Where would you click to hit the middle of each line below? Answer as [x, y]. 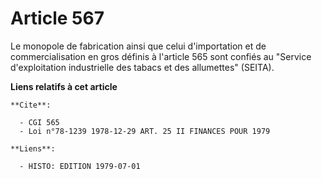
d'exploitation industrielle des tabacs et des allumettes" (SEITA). [142, 67]
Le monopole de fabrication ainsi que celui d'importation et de [138, 46]
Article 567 [57, 18]
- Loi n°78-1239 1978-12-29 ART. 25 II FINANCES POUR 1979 [145, 131]
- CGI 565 [39, 122]
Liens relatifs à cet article [64, 86]
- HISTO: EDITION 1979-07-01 [80, 166]
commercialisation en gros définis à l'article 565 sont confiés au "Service [161, 56]
